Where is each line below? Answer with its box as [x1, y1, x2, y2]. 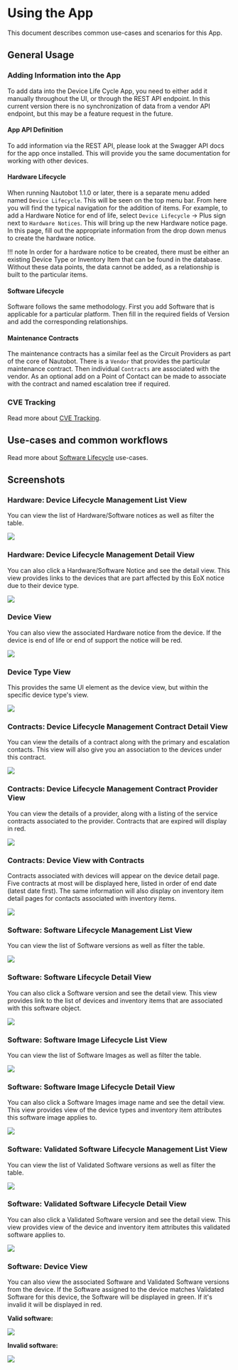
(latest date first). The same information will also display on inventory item [7, 887, 224, 895]
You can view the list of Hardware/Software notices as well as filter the [7, 511, 215, 520]
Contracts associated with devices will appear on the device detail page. [7, 872, 220, 880]
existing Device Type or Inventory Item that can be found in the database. [7, 255, 222, 264]
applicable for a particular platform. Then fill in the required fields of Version [7, 310, 229, 319]
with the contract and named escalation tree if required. [7, 380, 171, 388]
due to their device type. [7, 581, 80, 589]
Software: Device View [7, 1261, 88, 1271]
